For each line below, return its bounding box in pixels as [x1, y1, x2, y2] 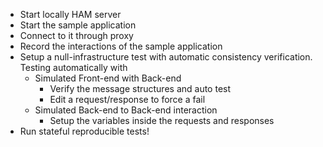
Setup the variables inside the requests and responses [49, 115, 275, 126]
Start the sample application [19, 19, 137, 31]
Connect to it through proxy [19, 30, 134, 41]
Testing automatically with [19, 62, 128, 73]
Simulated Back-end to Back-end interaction [34, 104, 218, 116]
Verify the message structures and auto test [49, 83, 232, 94]
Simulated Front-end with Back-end [34, 72, 182, 84]
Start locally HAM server [19, 9, 122, 20]
